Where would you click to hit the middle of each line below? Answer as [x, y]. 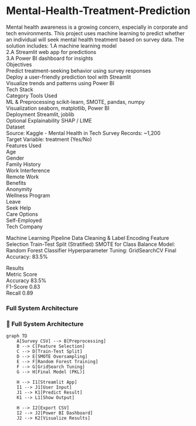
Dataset [16, 127]
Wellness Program [28, 195]
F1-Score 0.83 [23, 286]
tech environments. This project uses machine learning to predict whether [95, 33]
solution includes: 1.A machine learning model [62, 46]
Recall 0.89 [20, 293]
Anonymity [19, 189]
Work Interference [28, 170]
